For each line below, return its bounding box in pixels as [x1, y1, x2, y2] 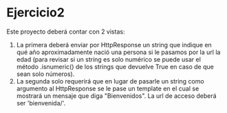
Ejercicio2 [6, 5, 65, 21]
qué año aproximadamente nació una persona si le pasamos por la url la [16, 48, 221, 56]
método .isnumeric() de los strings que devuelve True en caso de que [16, 62, 214, 71]
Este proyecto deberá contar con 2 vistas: [6, 27, 125, 36]
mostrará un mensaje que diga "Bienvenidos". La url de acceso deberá [16, 91, 217, 100]
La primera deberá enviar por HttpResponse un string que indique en [16, 40, 213, 49]
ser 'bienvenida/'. [16, 99, 66, 107]
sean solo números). [16, 70, 75, 78]
